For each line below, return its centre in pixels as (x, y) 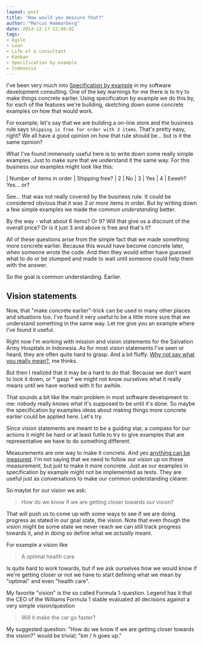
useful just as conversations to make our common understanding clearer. (98, 478)
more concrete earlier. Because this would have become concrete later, (95, 246)
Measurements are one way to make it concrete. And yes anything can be (98, 453)
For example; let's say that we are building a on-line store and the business (100, 123)
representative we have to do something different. (69, 441)
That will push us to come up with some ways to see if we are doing (91, 514)
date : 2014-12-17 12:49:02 (40, 29)
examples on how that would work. (50, 111)
